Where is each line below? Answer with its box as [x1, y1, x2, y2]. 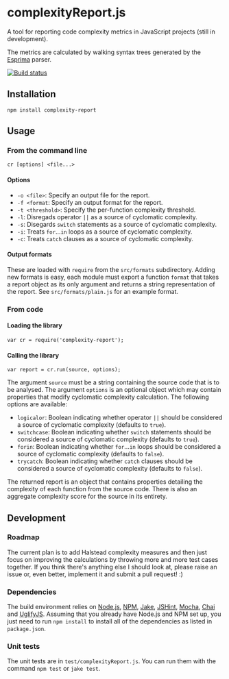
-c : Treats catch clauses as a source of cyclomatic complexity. [16, 234, 193, 243]
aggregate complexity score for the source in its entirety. [7, 492, 168, 501]
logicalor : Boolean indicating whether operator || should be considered [16, 413, 223, 422]
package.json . [7, 625, 46, 633]
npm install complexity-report [7, 106, 97, 114]
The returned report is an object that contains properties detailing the [7, 478, 204, 486]
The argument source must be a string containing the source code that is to [7, 378, 219, 386]
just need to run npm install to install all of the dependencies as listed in [7, 617, 213, 626]
